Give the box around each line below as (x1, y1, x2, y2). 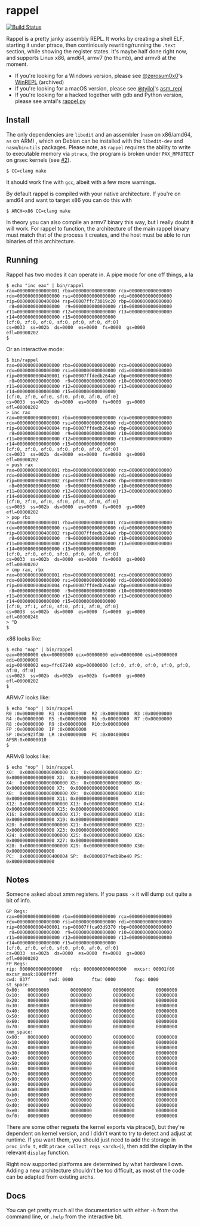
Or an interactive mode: (6, 345, 64, 352)
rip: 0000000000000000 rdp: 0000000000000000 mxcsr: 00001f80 (6, 966, 175, 973)
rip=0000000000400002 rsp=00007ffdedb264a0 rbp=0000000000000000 (6, 530, 172, 536)
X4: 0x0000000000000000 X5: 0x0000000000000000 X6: (6, 780, 143, 786)
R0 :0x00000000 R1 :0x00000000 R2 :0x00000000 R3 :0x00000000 (6, 711, 172, 717)
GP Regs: (6, 908, 28, 914)
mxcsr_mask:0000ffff (6, 971, 58, 977)
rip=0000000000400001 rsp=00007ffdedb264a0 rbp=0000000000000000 (6, 373, 172, 379)
